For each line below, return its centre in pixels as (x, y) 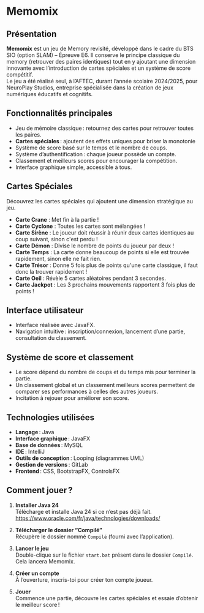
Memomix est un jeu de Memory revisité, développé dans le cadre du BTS (100, 48)
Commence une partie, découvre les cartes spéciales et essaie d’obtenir (107, 598)
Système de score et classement (70, 357)
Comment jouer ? (40, 490)
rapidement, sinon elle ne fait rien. (58, 258)
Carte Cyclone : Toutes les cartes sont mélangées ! (80, 226)
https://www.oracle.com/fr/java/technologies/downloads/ (88, 518)
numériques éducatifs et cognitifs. (50, 94)
